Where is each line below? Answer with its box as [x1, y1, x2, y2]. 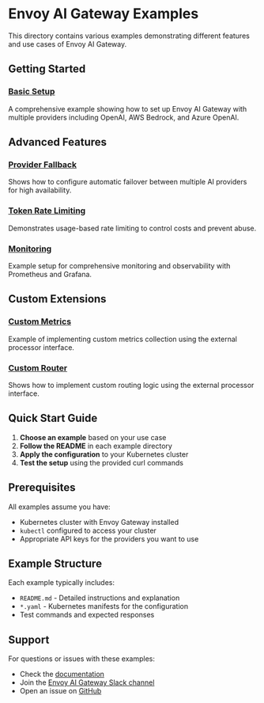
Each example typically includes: [8, 578, 115, 587]
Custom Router [8, 362, 68, 373]
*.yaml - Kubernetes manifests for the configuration [19, 602, 188, 611]
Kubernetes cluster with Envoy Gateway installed [19, 517, 179, 526]
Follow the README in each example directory [19, 441, 172, 450]
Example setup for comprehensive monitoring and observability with [8, 260, 231, 270]
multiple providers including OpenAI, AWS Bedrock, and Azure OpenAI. [8, 112, 239, 122]
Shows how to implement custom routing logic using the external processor [8, 380, 255, 389]
